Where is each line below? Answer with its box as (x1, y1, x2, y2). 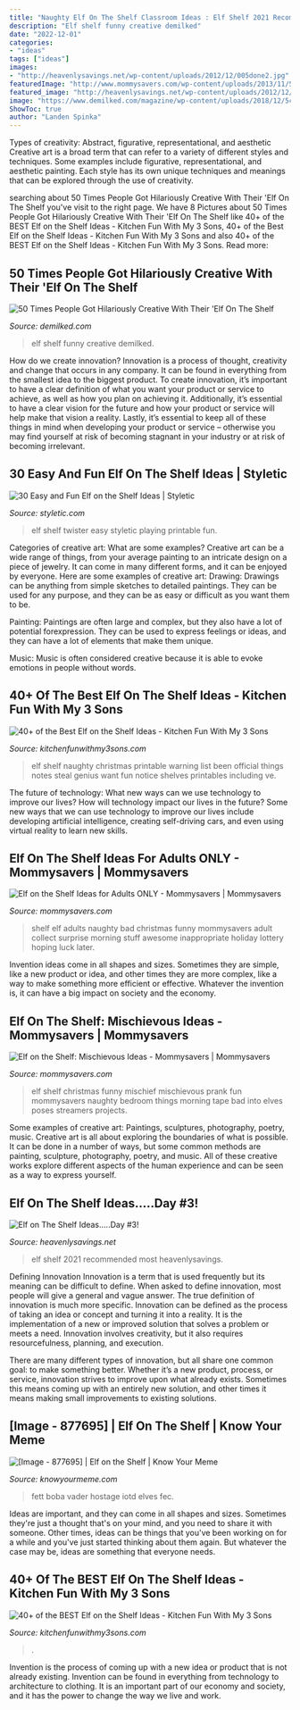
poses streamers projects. (30, 1105, 128, 1116)
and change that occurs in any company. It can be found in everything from (9, 364, 287, 375)
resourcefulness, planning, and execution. (9, 1338, 164, 1348)
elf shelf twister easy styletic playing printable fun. (30, 524, 218, 536)
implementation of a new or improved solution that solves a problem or (9, 1319, 270, 1329)
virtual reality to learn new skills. (9, 825, 128, 836)
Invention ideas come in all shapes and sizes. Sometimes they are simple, (9, 959, 279, 970)
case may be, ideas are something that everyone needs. (9, 1546, 216, 1556)
